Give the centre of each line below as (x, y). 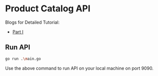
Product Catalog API (48, 9)
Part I (18, 32)
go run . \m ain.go (23, 59)
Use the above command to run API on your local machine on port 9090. (79, 68)
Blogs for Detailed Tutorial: (32, 22)
